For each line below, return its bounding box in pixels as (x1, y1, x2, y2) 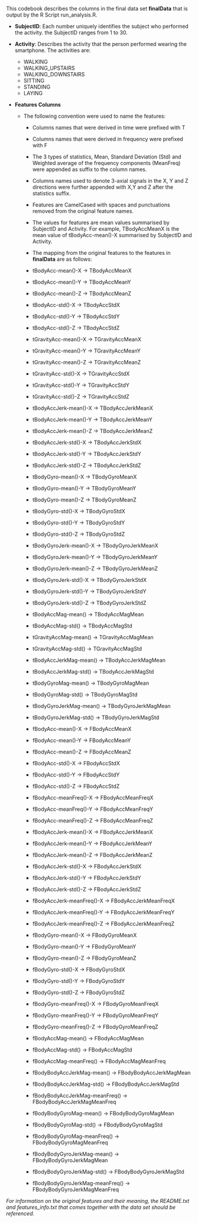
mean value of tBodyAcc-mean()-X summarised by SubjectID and (32, 232, 192, 238)
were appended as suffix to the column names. (32, 166, 147, 173)
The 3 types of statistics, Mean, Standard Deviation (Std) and (32, 153, 181, 160)
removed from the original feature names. (32, 208, 134, 215)
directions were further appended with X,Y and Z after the (32, 183, 173, 190)
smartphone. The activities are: (14, 47, 91, 54)
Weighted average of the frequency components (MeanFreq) (32, 160, 181, 166)
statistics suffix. (32, 190, 71, 197)
